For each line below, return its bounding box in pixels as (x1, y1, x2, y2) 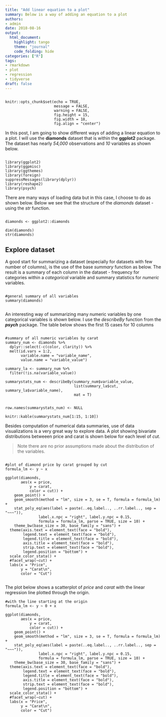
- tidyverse (5, 77, 30, 82)
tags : (5, 58, 16, 63)
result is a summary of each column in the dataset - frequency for (5, 269, 140, 275)
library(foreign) (5, 173, 41, 178)
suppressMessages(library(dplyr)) (5, 177, 77, 182)
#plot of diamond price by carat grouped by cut (5, 462, 108, 468)
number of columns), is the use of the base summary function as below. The (5, 264, 162, 270)
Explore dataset (5, 246, 55, 254)
